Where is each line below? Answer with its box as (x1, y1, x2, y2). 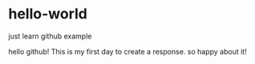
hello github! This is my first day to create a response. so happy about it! (8, 46, 247, 56)
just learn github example (8, 31, 92, 41)
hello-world (8, 5, 88, 23)
